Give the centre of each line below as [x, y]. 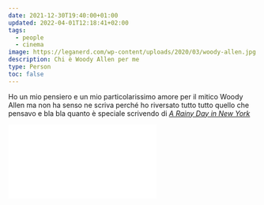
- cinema [30, 45]
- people [30, 37]
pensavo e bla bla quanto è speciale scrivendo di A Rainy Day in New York [129, 113]
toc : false [26, 74]
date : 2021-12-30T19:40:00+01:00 [63, 15]
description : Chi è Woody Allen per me [74, 60]
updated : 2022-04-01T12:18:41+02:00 [68, 23]
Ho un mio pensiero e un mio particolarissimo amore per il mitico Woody [126, 96]
